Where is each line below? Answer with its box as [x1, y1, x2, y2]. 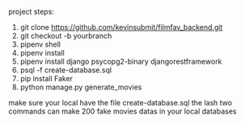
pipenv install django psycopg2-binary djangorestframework [19, 56, 222, 66]
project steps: [8, 7, 55, 16]
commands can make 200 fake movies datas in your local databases [8, 106, 237, 116]
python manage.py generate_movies [19, 82, 142, 92]
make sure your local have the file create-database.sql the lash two [8, 98, 233, 107]
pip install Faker [19, 74, 74, 83]
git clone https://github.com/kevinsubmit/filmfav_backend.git [19, 23, 223, 31]
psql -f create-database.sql [19, 65, 112, 75]
